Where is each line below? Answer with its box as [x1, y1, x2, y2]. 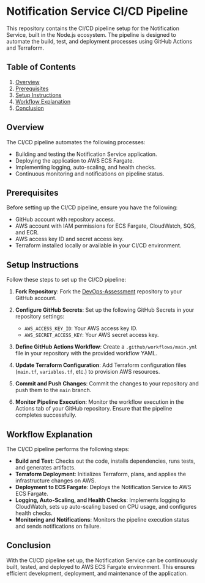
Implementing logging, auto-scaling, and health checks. [15, 163, 156, 171]
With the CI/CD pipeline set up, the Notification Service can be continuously [6, 557, 198, 564]
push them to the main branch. [15, 387, 92, 394]
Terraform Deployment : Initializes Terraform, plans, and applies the [15, 471, 187, 477]
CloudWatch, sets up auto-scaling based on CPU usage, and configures [15, 503, 197, 510]
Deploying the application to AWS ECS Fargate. [15, 156, 135, 164]
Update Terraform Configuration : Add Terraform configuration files [15, 361, 187, 369]
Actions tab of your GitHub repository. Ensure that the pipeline [15, 405, 173, 412]
